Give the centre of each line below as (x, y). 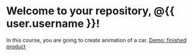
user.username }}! (53, 24)
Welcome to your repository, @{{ (90, 11)
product (16, 46)
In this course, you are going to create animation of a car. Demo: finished (96, 40)
